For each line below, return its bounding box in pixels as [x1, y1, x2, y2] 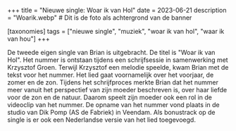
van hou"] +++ [7, 35, 51, 43]
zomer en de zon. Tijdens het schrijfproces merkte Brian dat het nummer [7, 78, 218, 87]
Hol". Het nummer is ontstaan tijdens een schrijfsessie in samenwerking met [7, 56, 228, 64]
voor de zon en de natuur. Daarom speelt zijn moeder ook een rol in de [7, 93, 213, 101]
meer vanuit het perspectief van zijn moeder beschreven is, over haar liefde [7, 86, 228, 94]
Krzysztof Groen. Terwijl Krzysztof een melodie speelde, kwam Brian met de [7, 63, 229, 71]
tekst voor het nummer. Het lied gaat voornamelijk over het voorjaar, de [7, 70, 214, 79]
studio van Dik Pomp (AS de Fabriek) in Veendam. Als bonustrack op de [7, 108, 216, 116]
